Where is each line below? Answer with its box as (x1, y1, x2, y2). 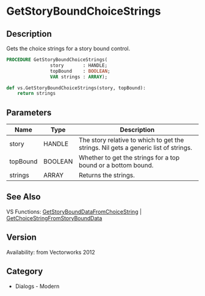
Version (6, 232, 37, 243)
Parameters (6, 107, 52, 117)
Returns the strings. (78, 171, 135, 180)
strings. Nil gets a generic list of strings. (78, 144, 193, 152)
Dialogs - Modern (15, 283, 60, 290)
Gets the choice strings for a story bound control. (6, 45, 131, 52)
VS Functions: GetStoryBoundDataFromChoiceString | (6, 208, 142, 215)
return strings (17, 91, 56, 97)
